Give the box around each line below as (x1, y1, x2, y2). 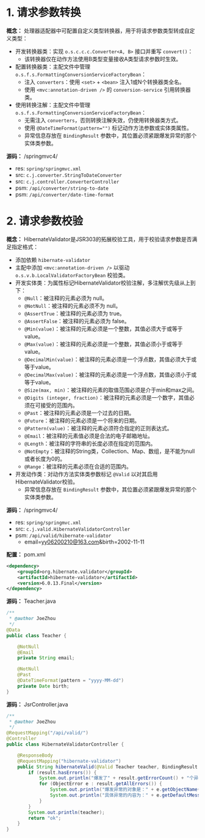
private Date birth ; (17, 683, 70, 689)
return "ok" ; (28, 815, 62, 821)
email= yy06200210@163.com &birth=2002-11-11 (24, 538, 145, 545)
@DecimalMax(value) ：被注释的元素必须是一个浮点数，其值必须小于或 (24, 371, 197, 378)
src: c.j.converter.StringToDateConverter (15, 171, 122, 178)
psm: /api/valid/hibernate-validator (15, 531, 112, 539)
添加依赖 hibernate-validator (15, 256, 90, 263)
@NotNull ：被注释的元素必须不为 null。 (24, 302, 121, 309)
